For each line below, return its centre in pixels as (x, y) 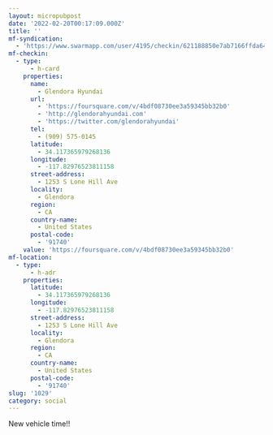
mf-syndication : (36, 39)
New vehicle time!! (39, 424)
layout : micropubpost (45, 16)
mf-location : (30, 257)
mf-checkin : (28, 54)
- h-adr (43, 273)
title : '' (25, 31)
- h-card (45, 69)
